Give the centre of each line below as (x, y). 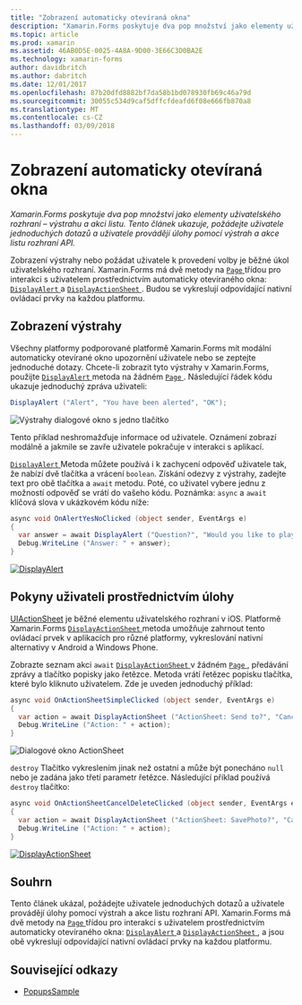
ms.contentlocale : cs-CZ (56, 117)
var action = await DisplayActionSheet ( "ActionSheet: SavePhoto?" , (149, 820)
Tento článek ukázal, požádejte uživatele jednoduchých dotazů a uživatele (147, 904)
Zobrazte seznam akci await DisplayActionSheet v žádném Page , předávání (150, 664)
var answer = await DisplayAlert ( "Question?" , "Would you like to (147, 535)
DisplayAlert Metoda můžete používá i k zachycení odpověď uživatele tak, (149, 464)
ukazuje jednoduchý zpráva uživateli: (79, 386)
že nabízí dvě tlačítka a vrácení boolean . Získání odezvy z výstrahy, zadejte (148, 473)
